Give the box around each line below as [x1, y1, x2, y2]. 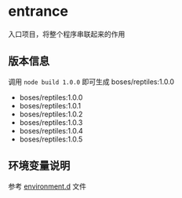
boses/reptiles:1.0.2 [19, 109, 83, 119]
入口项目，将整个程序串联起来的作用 [8, 29, 126, 38]
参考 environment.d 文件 [8, 181, 86, 191]
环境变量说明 [8, 159, 71, 173]
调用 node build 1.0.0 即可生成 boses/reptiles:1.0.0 [8, 77, 175, 86]
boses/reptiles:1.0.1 [19, 101, 81, 110]
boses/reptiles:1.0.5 [19, 134, 83, 144]
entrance [8, 2, 69, 20]
